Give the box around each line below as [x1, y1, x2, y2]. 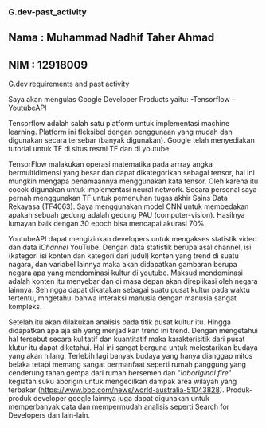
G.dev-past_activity [8, 6, 88, 18]
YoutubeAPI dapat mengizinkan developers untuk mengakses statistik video [8, 234, 257, 244]
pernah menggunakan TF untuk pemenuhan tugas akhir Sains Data [8, 194, 229, 203]
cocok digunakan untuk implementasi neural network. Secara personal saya [8, 185, 257, 194]
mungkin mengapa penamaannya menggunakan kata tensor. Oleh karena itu [8, 176, 259, 186]
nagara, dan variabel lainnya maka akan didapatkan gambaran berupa [8, 260, 237, 269]
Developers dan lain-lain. [8, 410, 90, 420]
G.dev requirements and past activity [8, 79, 130, 89]
